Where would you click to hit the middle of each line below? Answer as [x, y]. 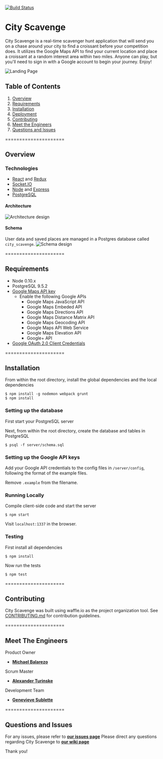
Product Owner [20, 652]
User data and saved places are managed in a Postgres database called [77, 239]
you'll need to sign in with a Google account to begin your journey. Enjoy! [79, 62]
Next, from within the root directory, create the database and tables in [75, 430]
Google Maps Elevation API [54, 332]
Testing [14, 537]
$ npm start [17, 515]
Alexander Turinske [32, 681]
